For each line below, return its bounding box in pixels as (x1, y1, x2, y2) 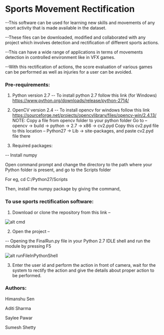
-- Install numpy (5, 152, 38, 158)
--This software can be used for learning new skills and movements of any (5, 20, 155, 26)
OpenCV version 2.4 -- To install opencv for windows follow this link (12, 107, 150, 113)
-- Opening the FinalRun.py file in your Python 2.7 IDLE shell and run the (5, 238, 151, 244)
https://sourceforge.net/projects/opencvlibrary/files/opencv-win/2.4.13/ (12, 112, 157, 118)
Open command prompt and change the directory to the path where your (5, 162, 153, 168)
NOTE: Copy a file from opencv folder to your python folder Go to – (12, 118, 148, 124)
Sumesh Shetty (5, 324, 36, 330)
